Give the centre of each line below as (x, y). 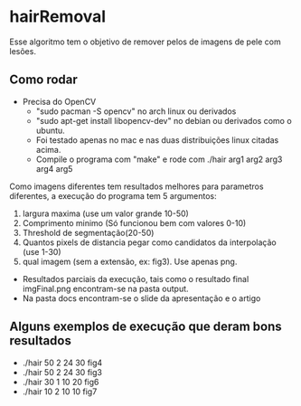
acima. (48, 149)
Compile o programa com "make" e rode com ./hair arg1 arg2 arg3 (159, 159)
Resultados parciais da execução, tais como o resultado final (136, 279)
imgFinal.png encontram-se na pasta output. (105, 288)
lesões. (23, 51)
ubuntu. (50, 130)
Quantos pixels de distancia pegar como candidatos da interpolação (150, 242)
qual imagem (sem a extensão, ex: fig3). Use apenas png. (130, 261)
